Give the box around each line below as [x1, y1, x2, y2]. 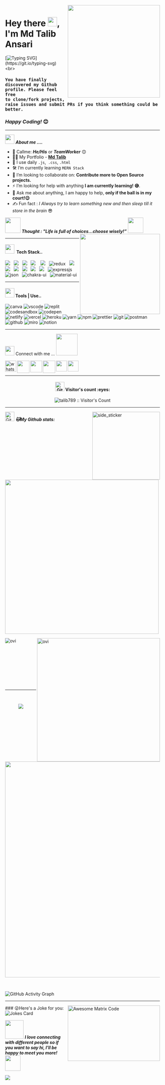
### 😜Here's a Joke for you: [5, 1005, 64, 1011]
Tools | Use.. [15, 293, 42, 299]
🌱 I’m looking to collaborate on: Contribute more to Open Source [12, 172, 144, 178]
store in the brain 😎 [12, 207, 53, 214]
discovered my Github [5, 81, 57, 87]
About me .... [15, 139, 43, 145]
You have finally [5, 76, 47, 82]
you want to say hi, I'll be [5, 1045, 57, 1050]
